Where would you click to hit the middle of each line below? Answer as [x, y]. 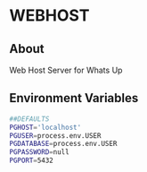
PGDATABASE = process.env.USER [63, 144]
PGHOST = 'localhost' [45, 127]
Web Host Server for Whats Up [66, 70]
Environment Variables [74, 98]
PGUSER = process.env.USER [55, 135]
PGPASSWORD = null [39, 152]
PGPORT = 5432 [31, 161]
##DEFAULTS [29, 119]
